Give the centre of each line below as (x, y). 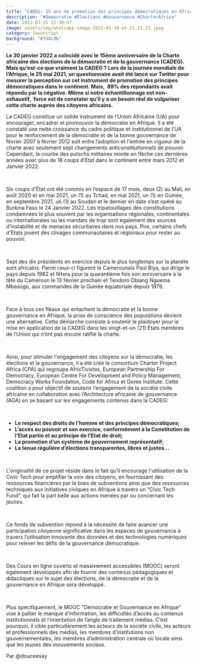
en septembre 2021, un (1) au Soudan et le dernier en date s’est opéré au (94, 202)
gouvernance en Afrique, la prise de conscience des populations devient (94, 315)
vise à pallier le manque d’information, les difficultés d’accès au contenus (95, 613)
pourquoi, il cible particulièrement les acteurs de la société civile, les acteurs (98, 626)
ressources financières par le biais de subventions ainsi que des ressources (98, 483)
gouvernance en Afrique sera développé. (56, 584)
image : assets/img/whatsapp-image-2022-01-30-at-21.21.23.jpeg (85, 28)
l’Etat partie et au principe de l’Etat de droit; (69, 435)
